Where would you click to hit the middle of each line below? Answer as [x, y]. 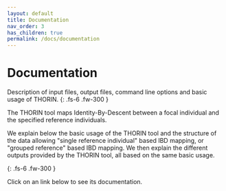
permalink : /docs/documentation [53, 39]
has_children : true [35, 33]
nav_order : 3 [26, 26]
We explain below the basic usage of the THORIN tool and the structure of [112, 133]
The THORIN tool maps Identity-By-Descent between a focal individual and [113, 113]
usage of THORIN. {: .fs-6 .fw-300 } [58, 100]
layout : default [30, 13]
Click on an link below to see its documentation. [75, 182]
